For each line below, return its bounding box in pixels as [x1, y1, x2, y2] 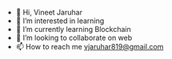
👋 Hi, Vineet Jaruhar [15, 8, 82, 17]
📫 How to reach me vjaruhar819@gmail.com [15, 42, 164, 51]
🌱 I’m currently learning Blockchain [15, 25, 131, 33]
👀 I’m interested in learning [15, 16, 105, 26]
